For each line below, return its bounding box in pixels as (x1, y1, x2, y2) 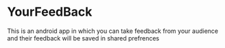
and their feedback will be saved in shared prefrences (7, 34, 160, 42)
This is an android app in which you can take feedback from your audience (7, 27, 218, 35)
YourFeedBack (7, 4, 93, 20)
